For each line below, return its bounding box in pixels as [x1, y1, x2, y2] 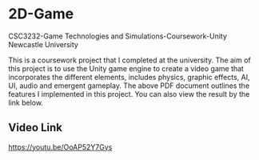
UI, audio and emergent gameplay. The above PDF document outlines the [8, 81, 250, 90]
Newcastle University [8, 39, 78, 49]
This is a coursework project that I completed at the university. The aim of [8, 55, 252, 65]
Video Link [8, 121, 62, 134]
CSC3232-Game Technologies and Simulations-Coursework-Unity [8, 31, 228, 41]
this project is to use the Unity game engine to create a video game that [8, 63, 244, 73]
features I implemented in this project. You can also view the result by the [8, 89, 250, 98]
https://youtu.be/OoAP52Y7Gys [8, 142, 113, 152]
